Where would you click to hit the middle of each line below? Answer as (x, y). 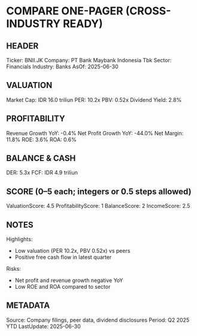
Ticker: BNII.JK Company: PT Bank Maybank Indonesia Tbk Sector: (89, 60)
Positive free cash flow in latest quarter (63, 257)
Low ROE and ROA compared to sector (63, 287)
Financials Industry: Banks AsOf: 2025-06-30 (62, 66)
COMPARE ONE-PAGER (65, 11)
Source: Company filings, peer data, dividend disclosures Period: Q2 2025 (98, 320)
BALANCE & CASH (41, 158)
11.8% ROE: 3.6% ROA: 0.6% (41, 140)
